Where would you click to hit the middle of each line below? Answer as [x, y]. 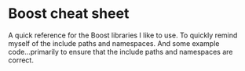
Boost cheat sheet [69, 14]
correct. [21, 60]
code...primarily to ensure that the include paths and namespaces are [121, 51]
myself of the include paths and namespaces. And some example [114, 43]
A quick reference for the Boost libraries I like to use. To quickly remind [123, 35]
